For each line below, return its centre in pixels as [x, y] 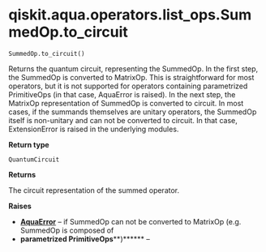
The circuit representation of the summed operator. [94, 190]
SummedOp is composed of [67, 230]
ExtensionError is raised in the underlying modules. [94, 129]
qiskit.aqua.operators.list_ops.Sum [130, 15]
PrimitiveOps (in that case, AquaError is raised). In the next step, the [122, 94]
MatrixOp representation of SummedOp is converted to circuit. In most [126, 103]
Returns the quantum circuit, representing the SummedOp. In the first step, [133, 68]
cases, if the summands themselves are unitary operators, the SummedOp [133, 112]
